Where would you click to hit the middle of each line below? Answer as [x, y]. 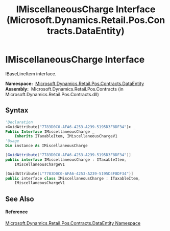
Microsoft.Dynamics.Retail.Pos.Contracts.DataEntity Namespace [73, 223]
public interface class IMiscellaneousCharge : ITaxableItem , [73, 178]
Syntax [17, 110]
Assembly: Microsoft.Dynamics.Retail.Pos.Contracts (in [65, 89]
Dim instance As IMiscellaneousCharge [46, 146]
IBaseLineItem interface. [31, 74]
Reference [17, 212]
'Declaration [19, 122]
